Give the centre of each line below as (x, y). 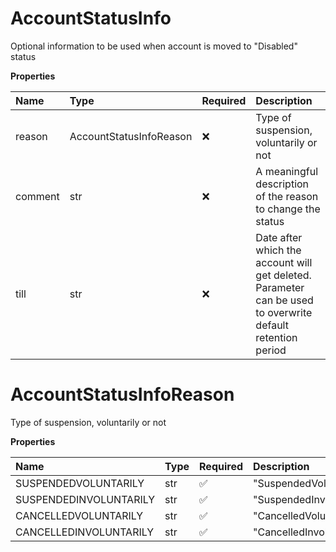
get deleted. (283, 275)
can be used (284, 300)
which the (278, 250)
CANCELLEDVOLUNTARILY (79, 515)
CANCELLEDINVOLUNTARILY (85, 532)
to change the (288, 209)
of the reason (287, 196)
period (271, 350)
